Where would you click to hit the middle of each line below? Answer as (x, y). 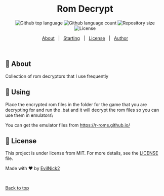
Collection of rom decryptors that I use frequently (57, 76)
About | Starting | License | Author (85, 38)
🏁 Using (18, 92)
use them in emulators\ (29, 115)
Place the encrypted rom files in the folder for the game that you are (76, 104)
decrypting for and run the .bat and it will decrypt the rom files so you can (82, 110)
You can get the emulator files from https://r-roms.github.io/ (68, 125)
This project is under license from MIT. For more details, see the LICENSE (82, 153)
